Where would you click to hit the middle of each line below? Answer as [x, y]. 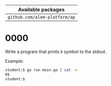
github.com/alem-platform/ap [41, 17]
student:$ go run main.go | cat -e [41, 70]
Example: [14, 61]
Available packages [41, 9]
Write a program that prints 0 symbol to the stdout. [56, 52]
